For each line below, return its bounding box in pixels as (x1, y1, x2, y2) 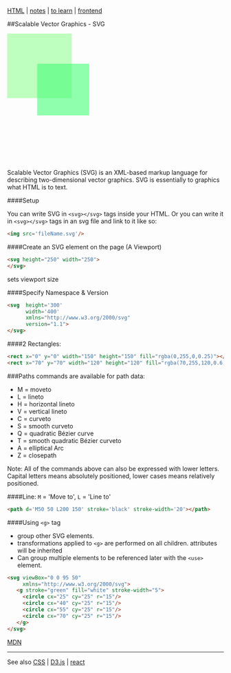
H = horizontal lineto (16, 400, 75, 408)
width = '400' (25, 308, 60, 315)
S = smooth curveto (16, 422, 74, 430)
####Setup (7, 196, 40, 205)
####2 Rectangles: (7, 340, 62, 348)
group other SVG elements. (16, 531, 95, 540)
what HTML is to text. (7, 183, 68, 191)
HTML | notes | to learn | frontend (7, 7, 102, 14)
